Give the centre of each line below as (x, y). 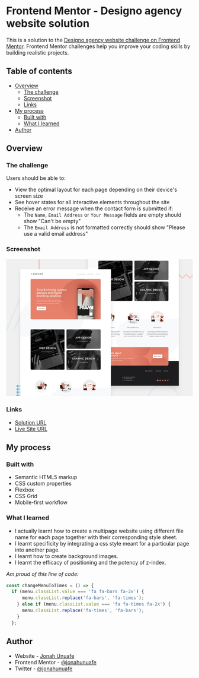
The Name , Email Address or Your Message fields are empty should (102, 215)
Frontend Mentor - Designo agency (94, 11)
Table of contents (39, 72)
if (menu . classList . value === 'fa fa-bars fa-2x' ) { (78, 592)
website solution (48, 23)
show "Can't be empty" (52, 221)
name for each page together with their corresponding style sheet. (96, 537)
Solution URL (31, 422)
